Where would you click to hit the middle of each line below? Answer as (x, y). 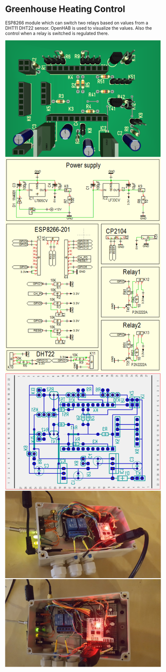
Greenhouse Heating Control (65, 9)
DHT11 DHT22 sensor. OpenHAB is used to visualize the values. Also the (79, 28)
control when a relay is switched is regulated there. (57, 33)
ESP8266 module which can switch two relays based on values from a (77, 23)
